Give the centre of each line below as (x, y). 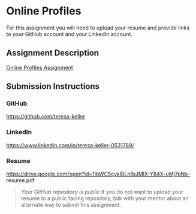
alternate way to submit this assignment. (71, 205)
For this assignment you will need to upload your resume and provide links (98, 28)
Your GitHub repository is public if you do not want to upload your (102, 192)
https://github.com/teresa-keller (46, 117)
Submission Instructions (53, 86)
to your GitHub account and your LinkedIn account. (70, 34)
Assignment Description (53, 53)
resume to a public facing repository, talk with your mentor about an (105, 198)
